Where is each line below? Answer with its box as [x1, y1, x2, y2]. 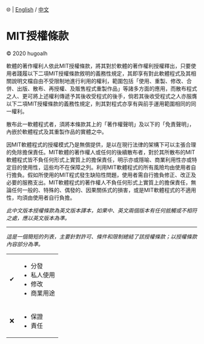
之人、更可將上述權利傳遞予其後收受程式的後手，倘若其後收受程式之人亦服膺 [6, 92, 197, 99]
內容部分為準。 [6, 240, 44, 248]
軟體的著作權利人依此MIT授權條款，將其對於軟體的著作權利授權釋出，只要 [6, 62, 191, 69]
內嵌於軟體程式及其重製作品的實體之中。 [6, 128, 107, 135]
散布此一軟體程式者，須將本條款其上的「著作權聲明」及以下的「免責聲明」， [6, 121, 195, 128]
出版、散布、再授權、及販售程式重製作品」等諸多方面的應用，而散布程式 [16, 85, 197, 92]
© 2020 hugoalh [6, 50, 48, 57]
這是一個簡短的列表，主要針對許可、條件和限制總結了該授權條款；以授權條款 [6, 233, 197, 240]
